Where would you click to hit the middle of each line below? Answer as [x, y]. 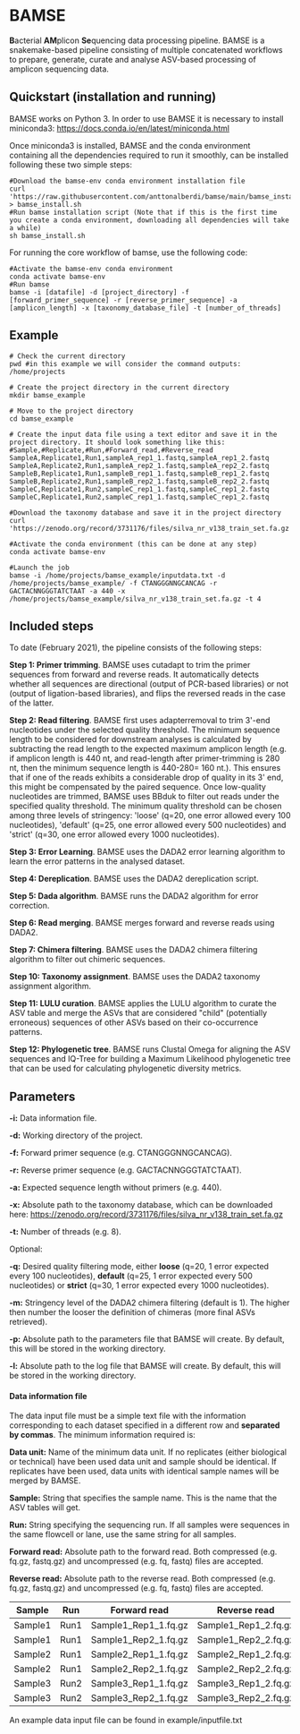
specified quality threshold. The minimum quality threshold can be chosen [146, 806]
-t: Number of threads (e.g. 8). [66, 1232]
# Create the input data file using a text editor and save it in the [143, 434]
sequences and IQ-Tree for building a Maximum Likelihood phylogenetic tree [150, 1059]
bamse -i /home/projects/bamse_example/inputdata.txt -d [117, 575]
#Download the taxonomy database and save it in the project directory [145, 513]
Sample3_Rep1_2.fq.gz [246, 1684]
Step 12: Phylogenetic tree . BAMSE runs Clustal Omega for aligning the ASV [150, 1049]
